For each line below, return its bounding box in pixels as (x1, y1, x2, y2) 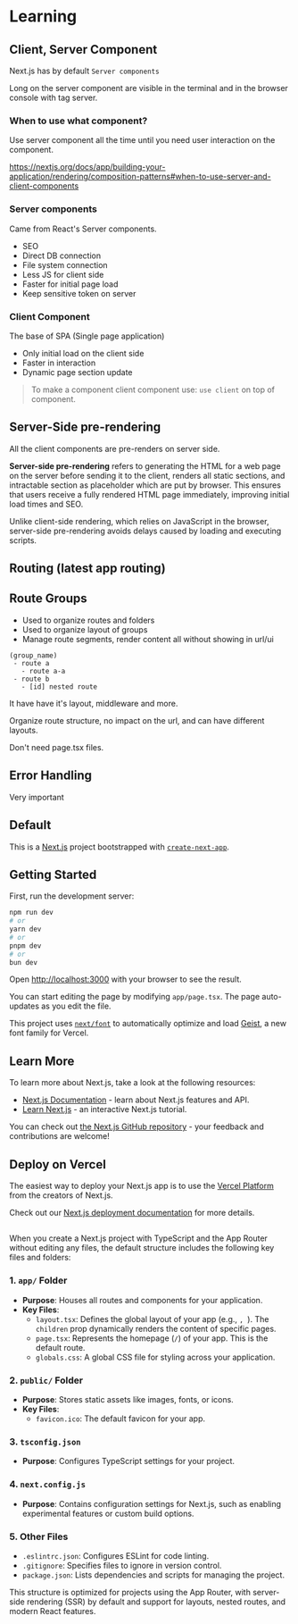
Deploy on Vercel (9, 1157, 107, 1172)
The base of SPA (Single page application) (9, 331, 165, 341)
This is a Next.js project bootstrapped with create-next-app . (9, 841, 230, 852)
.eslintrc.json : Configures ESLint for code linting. (21, 1550, 210, 1561)
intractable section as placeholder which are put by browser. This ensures (9, 480, 281, 490)
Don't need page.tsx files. (9, 741, 104, 752)
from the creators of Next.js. (9, 1190, 113, 1201)
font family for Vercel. (9, 1027, 89, 1038)
